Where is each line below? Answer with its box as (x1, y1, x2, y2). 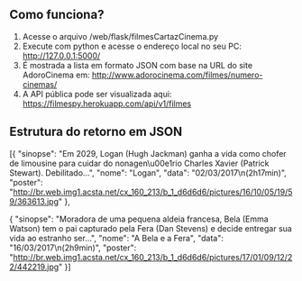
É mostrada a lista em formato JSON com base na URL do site (22, 59, 253, 70)
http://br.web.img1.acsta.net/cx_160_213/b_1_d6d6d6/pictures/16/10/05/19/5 (13, 186, 293, 197)
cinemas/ (22, 78, 58, 89)
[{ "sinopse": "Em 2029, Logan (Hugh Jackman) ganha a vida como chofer (9, 148, 287, 159)
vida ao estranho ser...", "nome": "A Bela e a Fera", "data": (9, 232, 224, 243)
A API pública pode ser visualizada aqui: (22, 88, 172, 99)
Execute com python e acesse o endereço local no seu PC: (22, 41, 242, 51)
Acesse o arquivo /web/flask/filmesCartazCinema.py (22, 31, 219, 41)
